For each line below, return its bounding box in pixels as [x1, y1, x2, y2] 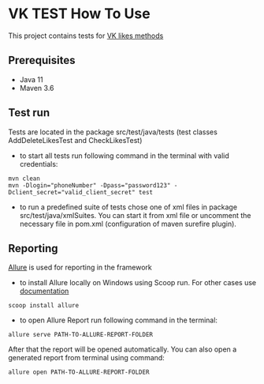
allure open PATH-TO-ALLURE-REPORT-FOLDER [8, 368, 150, 376]
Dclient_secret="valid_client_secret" [8, 188, 136, 196]
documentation [19, 286, 69, 296]
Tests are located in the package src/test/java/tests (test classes [8, 127, 218, 137]
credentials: [19, 159, 58, 168]
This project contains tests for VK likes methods [8, 31, 164, 40]
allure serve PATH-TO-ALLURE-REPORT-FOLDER [8, 331, 154, 339]
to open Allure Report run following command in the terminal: [19, 315, 218, 325]
